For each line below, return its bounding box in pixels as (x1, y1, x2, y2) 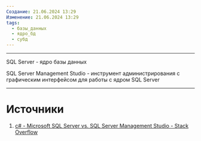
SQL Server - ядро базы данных (6, 58, 87, 65)
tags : (6, 20, 20, 26)
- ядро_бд (11, 31, 36, 37)
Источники (6, 102, 64, 116)
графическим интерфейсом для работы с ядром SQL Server (6, 76, 160, 83)
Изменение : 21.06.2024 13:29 (6, 14, 79, 20)
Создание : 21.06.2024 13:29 (6, 8, 77, 15)
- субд (11, 36, 28, 42)
